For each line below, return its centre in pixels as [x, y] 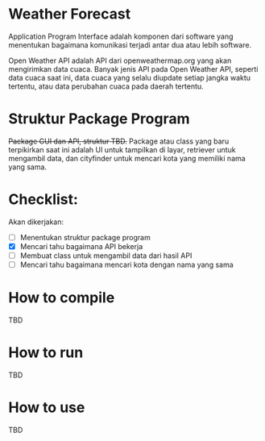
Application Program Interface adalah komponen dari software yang [121, 36]
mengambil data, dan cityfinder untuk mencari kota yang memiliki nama [127, 158]
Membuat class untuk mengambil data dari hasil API [106, 256]
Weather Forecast [70, 14]
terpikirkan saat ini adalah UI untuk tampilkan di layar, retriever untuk [122, 149]
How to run [46, 353]
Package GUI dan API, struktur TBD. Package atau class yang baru [119, 141]
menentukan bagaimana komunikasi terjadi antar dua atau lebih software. [130, 44]
